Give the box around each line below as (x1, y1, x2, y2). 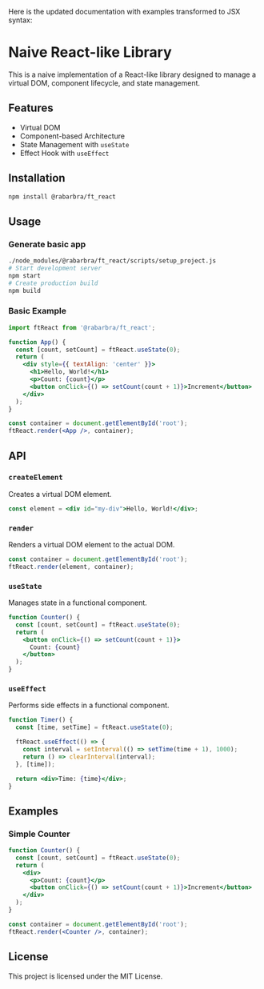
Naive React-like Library (8, 43, 172, 62)
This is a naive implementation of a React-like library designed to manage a (8, 70, 257, 79)
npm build (8, 286, 42, 294)
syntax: (8, 15, 33, 25)
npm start (8, 271, 42, 279)
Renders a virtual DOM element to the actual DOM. (8, 540, 175, 550)
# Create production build (8, 279, 98, 287)
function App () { (8, 338, 66, 346)
